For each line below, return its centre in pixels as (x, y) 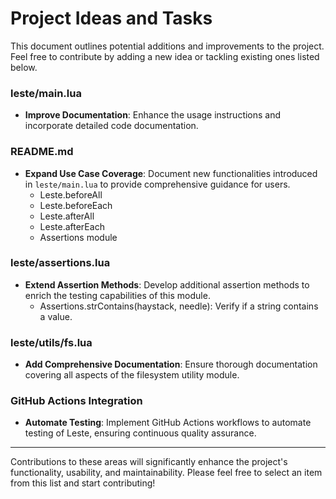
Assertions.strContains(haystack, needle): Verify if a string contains (179, 306)
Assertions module (78, 237)
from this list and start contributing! (83, 483)
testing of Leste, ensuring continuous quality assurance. (140, 433)
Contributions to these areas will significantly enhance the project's (149, 462)
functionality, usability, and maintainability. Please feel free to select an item (166, 473)
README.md (42, 152)
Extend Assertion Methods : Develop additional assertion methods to (167, 284)
